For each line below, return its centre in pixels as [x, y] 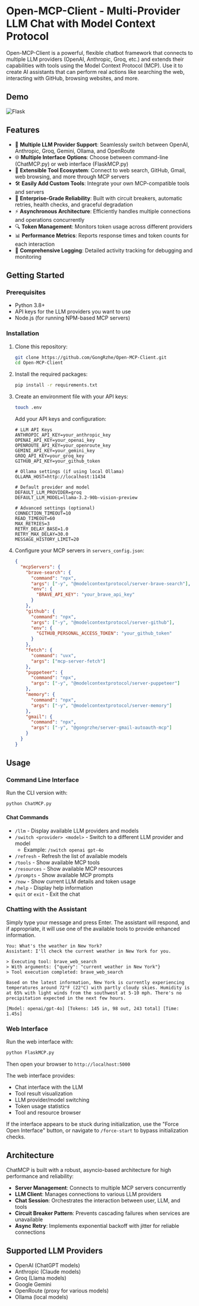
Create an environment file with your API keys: [72, 397]
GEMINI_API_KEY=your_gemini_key [55, 451]
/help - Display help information [54, 887]
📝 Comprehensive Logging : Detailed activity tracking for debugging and [104, 250]
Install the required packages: [51, 375]
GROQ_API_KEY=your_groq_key [49, 456]
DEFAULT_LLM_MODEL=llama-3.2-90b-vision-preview [76, 498]
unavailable [29, 1219]
